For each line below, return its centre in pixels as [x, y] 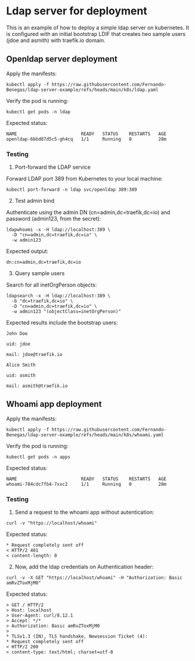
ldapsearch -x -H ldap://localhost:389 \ [58, 296]
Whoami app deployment [54, 404]
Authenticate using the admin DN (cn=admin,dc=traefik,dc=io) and [88, 212]
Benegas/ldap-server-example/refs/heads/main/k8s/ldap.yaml [83, 90]
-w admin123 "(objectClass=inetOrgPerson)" [66, 312]
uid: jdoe [18, 344]
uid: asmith [21, 376]
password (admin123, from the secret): [54, 219]
